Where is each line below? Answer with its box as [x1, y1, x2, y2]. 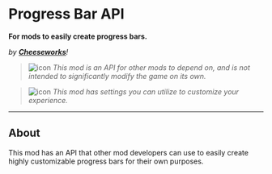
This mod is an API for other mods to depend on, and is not [52, 62, 251, 72]
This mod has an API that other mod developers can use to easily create [8, 147, 249, 157]
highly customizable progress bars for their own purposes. [8, 156, 204, 166]
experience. [28, 95, 69, 105]
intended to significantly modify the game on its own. [28, 71, 206, 81]
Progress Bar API [8, 5, 125, 23]
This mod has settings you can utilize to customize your [52, 86, 240, 97]
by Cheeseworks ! [8, 47, 69, 56]
